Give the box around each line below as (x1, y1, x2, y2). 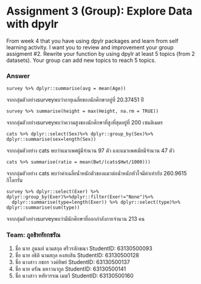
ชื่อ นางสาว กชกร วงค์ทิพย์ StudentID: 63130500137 (15, 258, 131, 265)
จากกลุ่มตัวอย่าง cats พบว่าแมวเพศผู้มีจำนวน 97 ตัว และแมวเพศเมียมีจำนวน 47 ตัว (6, 147, 175, 154)
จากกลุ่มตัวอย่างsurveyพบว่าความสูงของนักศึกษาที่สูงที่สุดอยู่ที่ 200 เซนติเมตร (6, 119, 163, 126)
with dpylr (6, 17, 59, 31)
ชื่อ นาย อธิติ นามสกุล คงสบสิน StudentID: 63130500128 (15, 251, 140, 259)
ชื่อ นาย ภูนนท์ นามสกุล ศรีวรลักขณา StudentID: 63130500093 (15, 245, 153, 252)
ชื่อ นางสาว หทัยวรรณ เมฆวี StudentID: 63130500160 (15, 272, 134, 279)
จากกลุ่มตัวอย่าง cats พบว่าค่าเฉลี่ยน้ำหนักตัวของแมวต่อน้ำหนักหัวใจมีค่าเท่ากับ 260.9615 (6, 170, 187, 177)
